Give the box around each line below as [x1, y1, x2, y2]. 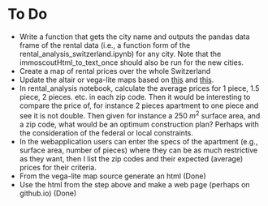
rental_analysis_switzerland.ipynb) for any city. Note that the [19, 49, 222, 58]
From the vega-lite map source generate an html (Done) [19, 171, 206, 181]
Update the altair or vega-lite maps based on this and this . [19, 75, 214, 84]
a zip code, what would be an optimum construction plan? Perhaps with [19, 119, 259, 129]
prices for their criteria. [19, 162, 97, 172]
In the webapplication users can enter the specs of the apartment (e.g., [19, 136, 258, 146]
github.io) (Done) [19, 188, 77, 198]
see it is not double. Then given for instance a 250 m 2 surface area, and [19, 109, 261, 120]
